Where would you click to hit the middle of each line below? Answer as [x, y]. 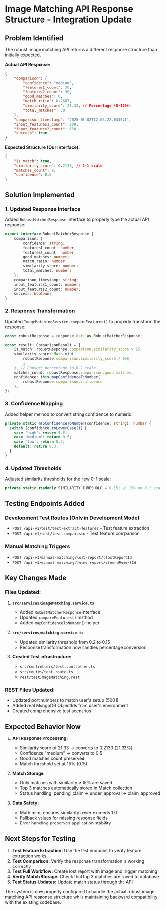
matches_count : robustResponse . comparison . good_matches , [74, 372]
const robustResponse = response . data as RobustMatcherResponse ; [74, 336]
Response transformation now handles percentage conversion [83, 647]
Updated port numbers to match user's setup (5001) [65, 700]
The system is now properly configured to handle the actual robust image [80, 892]
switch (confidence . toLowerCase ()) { [48, 428]
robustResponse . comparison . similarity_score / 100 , [77, 359]
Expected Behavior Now [43, 726]
